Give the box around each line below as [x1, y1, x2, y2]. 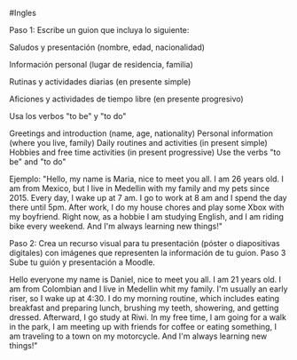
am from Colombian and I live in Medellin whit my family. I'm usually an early [9, 284, 288, 294]
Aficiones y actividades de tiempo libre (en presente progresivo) [9, 93, 244, 104]
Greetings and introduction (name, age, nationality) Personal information [9, 128, 273, 139]
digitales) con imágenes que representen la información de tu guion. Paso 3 [9, 248, 286, 258]
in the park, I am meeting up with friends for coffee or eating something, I [9, 322, 277, 332]
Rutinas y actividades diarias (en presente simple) [9, 76, 191, 87]
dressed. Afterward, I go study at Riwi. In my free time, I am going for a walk [9, 312, 286, 323]
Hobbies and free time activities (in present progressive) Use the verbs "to [9, 147, 281, 157]
